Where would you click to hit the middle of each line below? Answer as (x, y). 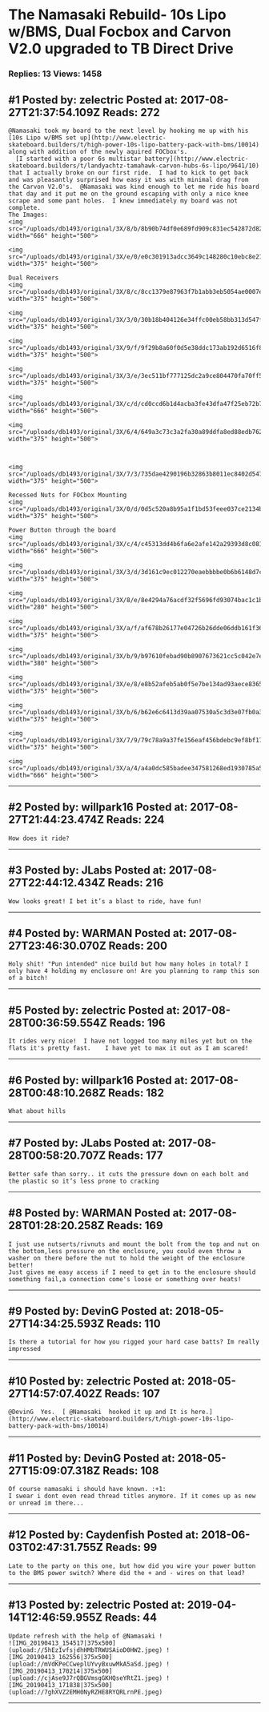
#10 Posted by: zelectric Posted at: (97, 1381)
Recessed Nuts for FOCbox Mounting (68, 495)
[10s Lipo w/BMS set (43, 138)
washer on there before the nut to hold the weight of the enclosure (127, 1258)
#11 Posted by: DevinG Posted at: (92, 1458)
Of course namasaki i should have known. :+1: (87, 1489)
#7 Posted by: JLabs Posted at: (87, 1143)
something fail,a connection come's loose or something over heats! (125, 1279)
